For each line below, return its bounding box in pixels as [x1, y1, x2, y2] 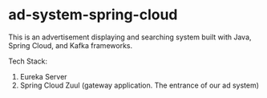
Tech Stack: [8, 56, 48, 66]
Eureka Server [19, 71, 67, 81]
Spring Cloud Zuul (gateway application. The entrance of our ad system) [19, 80, 259, 90]
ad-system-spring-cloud [8, 6, 178, 24]
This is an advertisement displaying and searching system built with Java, [8, 32, 252, 42]
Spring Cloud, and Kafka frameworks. [8, 40, 133, 50]
